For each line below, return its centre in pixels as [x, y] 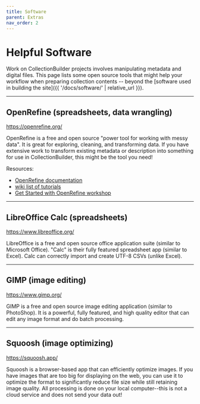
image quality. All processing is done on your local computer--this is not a [97, 388]
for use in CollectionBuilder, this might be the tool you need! [79, 157]
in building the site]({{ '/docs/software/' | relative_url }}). [75, 88]
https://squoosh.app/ [32, 357]
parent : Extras [25, 17]
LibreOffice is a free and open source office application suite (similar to [93, 243]
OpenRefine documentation [49, 180]
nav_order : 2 [22, 23]
